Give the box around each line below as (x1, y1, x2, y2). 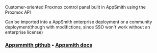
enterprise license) (5, 29, 43, 35)
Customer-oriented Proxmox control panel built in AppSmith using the (5, 4, 146, 10)
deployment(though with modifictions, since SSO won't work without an (5, 24, 151, 30)
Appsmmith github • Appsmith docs (5, 41, 92, 48)
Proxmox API (5, 9, 31, 15)
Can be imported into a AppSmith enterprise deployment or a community (5, 19, 152, 25)
